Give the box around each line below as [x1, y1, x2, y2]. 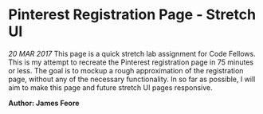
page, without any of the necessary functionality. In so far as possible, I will [8, 74, 256, 84]
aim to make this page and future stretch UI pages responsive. [8, 82, 213, 92]
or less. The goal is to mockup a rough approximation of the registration [8, 65, 244, 75]
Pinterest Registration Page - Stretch [8, 6, 257, 24]
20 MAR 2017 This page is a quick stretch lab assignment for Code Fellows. [8, 49, 257, 58]
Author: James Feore [8, 98, 80, 108]
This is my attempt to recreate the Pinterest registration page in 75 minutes [8, 57, 253, 67]
